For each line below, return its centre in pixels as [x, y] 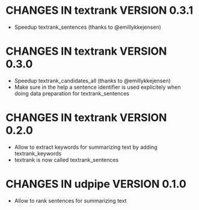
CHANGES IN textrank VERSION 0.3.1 [99, 10]
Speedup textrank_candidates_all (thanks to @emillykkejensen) [92, 80]
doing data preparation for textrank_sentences [72, 93]
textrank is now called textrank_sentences [66, 160]
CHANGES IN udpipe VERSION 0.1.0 [96, 184]
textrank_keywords [38, 153]
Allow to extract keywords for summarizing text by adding [86, 147]
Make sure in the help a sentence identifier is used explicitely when [97, 87]
